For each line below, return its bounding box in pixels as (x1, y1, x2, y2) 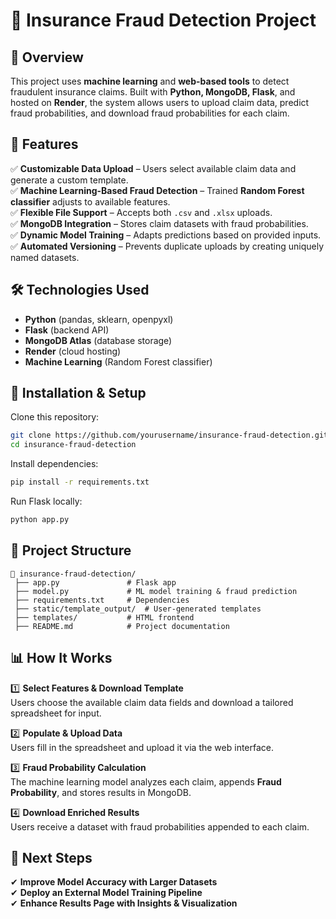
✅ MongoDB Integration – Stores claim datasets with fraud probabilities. (10, 217, 309, 229)
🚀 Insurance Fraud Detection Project (10, 9, 317, 32)
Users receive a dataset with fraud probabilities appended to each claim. (10, 820, 310, 833)
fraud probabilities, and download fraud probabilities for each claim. (10, 107, 290, 119)
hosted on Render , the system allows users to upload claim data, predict (10, 97, 310, 108)
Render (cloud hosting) (24, 345, 122, 357)
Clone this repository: (10, 411, 100, 423)
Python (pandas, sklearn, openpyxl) (24, 313, 174, 325)
